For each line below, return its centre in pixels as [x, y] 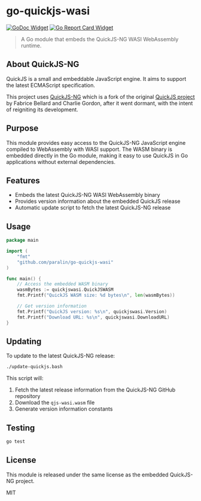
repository [28, 396]
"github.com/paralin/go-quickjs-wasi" [65, 262]
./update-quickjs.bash [34, 367]
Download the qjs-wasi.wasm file [55, 403]
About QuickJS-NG [43, 64]
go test [16, 442]
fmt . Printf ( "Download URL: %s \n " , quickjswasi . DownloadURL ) [93, 317]
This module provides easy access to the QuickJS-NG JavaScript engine [96, 142]
